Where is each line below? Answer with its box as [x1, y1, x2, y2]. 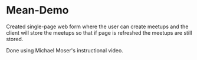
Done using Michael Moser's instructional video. [6, 46, 124, 54]
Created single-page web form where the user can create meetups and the [6, 23, 189, 30]
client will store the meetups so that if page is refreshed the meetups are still [6, 29, 192, 36]
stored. [6, 35, 24, 42]
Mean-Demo [6, 4, 69, 17]
